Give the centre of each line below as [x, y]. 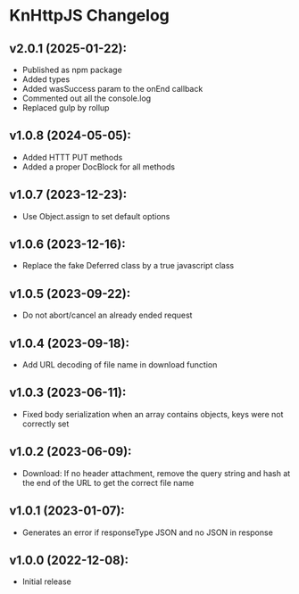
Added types [46, 79]
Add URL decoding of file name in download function [120, 365]
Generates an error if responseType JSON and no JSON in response [148, 532]
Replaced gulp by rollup [66, 107]
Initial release [46, 582]
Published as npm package [72, 70]
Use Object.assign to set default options [96, 216]
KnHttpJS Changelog [89, 16]
